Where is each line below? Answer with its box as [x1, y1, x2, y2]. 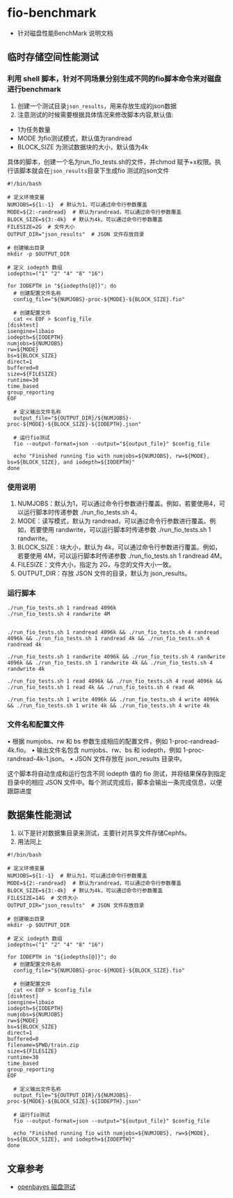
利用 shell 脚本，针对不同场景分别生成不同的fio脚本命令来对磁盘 [7, 74, 222, 84]
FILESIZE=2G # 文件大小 [7, 223, 75, 230]
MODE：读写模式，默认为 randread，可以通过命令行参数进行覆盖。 [17, 517, 210, 525]
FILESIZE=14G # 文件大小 [7, 895, 79, 902]
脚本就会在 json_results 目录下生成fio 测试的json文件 [19, 166, 170, 175]
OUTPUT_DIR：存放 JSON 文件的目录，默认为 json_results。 [17, 569, 191, 577]
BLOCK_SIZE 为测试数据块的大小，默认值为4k [17, 142, 148, 151]
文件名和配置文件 [7, 720, 65, 730]
